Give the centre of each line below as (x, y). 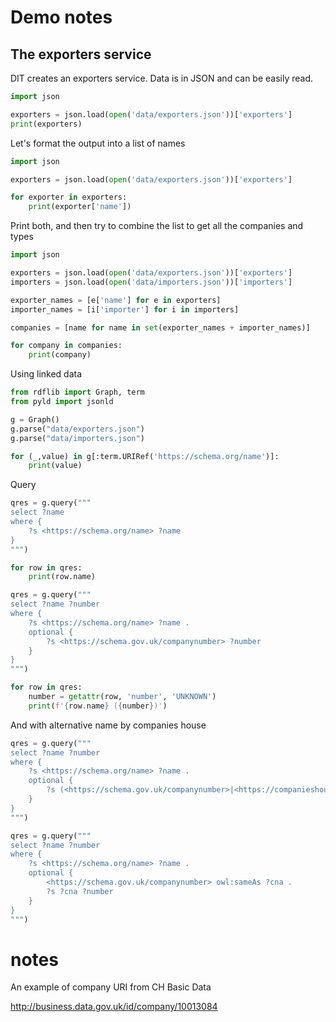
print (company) (60, 355)
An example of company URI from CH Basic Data (111, 987)
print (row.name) (62, 577)
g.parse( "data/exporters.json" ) (77, 429)
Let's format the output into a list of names (98, 143)
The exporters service (81, 54)
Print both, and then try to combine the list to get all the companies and (157, 226)
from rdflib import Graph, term (77, 392)
